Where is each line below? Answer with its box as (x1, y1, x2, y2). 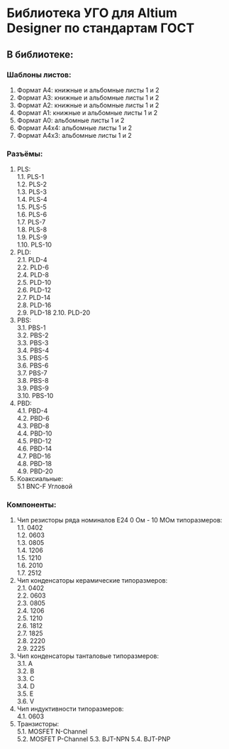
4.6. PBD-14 (16, 444, 52, 453)
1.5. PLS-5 (16, 203, 47, 211)
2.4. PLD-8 (16, 271, 49, 279)
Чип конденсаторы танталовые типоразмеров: (16, 652, 159, 660)
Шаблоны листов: (6, 70, 72, 80)
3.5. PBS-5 (16, 354, 49, 362)
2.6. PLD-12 (16, 286, 51, 294)
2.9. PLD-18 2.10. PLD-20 (16, 308, 91, 317)
